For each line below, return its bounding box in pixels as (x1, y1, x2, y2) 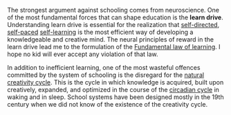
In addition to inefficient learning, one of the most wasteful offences (7, 64, 201, 71)
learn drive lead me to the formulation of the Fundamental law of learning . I (7, 43, 221, 51)
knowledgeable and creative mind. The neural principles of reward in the (7, 35, 214, 44)
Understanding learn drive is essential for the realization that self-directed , (7, 21, 220, 28)
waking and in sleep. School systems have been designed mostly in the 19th (7, 93, 224, 101)
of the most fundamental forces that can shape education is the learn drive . (7, 13, 223, 21)
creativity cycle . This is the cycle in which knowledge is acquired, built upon (7, 78, 224, 86)
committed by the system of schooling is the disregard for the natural (7, 71, 205, 79)
